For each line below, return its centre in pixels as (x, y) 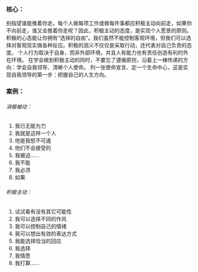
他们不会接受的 (33, 148)
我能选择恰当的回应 (38, 241)
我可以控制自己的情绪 (40, 226)
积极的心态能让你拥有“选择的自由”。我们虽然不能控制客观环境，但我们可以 (96, 38)
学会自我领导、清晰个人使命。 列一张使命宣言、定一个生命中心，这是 (100, 67)
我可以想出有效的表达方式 (46, 233)
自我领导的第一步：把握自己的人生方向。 (60, 75)
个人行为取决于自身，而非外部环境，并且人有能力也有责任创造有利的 (100, 53)
